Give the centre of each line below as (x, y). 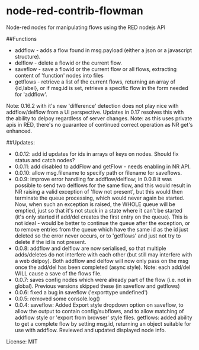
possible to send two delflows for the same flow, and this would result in (103, 185)
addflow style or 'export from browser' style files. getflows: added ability (103, 317)
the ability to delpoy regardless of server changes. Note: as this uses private (99, 118)
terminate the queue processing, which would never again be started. (99, 198)
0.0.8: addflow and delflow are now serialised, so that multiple (90, 248)
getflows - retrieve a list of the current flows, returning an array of (95, 82)
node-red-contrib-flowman (75, 11)
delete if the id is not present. (51, 242)
